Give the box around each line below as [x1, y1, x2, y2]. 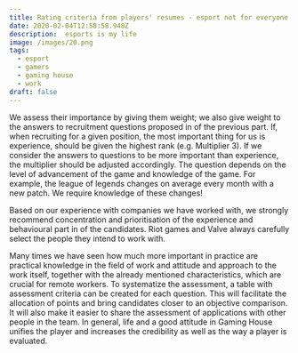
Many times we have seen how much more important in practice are [9, 250, 259, 261]
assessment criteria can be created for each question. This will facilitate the [9, 288, 287, 299]
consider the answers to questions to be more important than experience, [9, 149, 279, 160]
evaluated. [9, 335, 48, 346]
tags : [9, 46, 29, 55]
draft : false [9, 87, 58, 96]
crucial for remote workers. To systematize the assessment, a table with [9, 278, 273, 289]
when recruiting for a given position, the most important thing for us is [9, 131, 266, 141]
